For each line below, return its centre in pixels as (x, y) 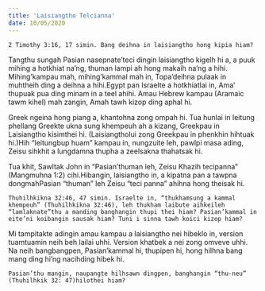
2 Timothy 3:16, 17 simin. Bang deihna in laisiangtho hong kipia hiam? (131, 45)
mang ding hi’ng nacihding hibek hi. (66, 258)
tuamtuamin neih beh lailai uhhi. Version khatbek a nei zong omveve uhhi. (128, 242)
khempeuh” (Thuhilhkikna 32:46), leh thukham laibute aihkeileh (117, 205)
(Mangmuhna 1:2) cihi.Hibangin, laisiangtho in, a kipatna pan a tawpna (123, 175)
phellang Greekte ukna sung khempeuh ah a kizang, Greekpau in (114, 126)
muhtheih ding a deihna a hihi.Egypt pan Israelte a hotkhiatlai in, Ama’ (122, 85)
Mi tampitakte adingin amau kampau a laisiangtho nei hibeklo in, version (126, 233)
